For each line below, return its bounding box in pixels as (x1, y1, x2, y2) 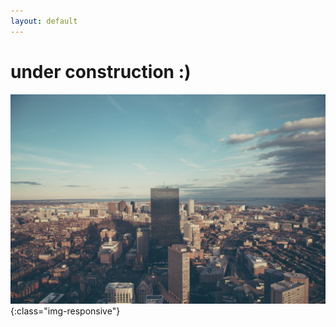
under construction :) (10, 60, 192, 83)
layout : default (10, 16, 78, 26)
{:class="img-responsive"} (10, 305, 121, 317)
